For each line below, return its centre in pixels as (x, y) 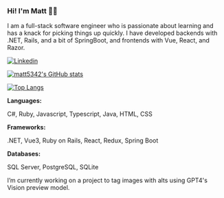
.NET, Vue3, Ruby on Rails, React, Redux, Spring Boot (83, 140)
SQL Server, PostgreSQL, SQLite (53, 167)
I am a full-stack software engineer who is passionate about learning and (111, 26)
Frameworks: (26, 127)
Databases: (24, 154)
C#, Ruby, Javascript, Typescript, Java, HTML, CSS (80, 114)
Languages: (25, 101)
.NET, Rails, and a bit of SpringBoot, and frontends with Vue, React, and (108, 40)
